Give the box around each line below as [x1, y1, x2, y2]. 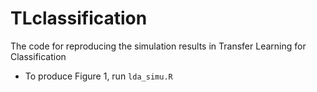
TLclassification [10, 7, 148, 30]
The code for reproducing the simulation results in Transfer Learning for [10, 40, 307, 52]
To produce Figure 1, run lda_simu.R [24, 70, 173, 82]
